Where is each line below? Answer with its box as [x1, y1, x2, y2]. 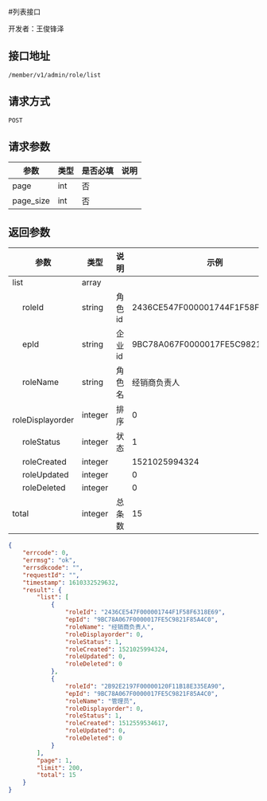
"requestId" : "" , [22, 571, 80, 579]
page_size [12, 195, 50, 206]
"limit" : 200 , [37, 764, 83, 772]
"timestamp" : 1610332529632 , [22, 579, 119, 587]
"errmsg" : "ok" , [22, 556, 77, 564]
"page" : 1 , [37, 756, 73, 764]
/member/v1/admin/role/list [8, 71, 102, 79]
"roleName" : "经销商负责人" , [64, 622, 155, 631]
